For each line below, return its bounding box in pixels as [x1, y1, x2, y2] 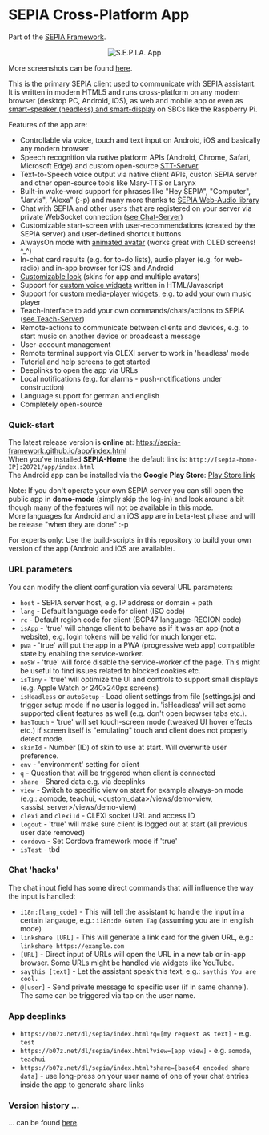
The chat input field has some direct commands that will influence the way [8, 883, 254, 892]
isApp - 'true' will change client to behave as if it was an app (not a [19, 623, 240, 632]
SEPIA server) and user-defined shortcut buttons [19, 228, 182, 238]
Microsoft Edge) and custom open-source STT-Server [19, 160, 199, 170]
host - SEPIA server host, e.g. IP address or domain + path [19, 597, 214, 607]
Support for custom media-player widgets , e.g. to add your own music [19, 289, 252, 298]
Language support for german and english [19, 390, 160, 400]
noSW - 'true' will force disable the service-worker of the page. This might [19, 657, 260, 667]
